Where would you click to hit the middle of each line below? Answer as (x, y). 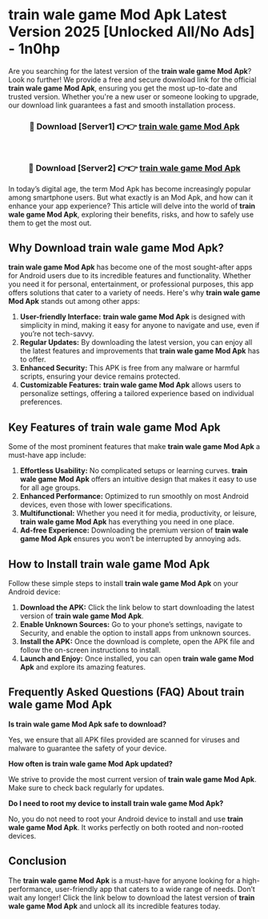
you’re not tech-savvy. (57, 334)
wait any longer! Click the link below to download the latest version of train (132, 897)
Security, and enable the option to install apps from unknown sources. (135, 633)
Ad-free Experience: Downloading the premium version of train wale (134, 530)
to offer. (33, 359)
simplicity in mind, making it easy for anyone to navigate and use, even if (140, 326)
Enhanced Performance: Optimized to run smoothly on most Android (134, 496)
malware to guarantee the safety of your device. (88, 748)
